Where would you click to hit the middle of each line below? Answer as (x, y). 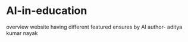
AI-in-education (47, 11)
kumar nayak (22, 33)
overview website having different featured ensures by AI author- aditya (94, 27)
